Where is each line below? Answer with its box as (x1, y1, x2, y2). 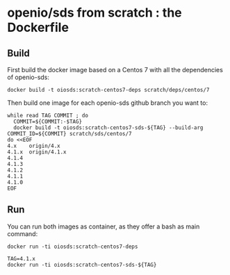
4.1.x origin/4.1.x (7, 149, 67, 156)
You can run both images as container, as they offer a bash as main (7, 222, 200, 231)
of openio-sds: (7, 73, 50, 81)
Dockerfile (7, 19, 69, 35)
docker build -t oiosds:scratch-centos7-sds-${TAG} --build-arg (13, 124, 204, 131)
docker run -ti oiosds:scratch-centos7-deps (7, 243, 138, 250)
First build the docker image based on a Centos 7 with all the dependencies (7, 66, 224, 74)
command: (7, 229, 38, 237)
